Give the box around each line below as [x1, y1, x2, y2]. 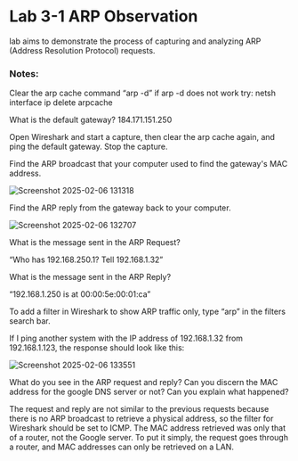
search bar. [9, 316, 51, 326]
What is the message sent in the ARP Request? [9, 237, 181, 248]
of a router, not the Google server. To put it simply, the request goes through [9, 432, 289, 443]
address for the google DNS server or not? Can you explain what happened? [9, 386, 289, 398]
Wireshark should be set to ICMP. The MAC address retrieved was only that [9, 423, 286, 433]
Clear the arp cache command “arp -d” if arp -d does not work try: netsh [9, 87, 277, 99]
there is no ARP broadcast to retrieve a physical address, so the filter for [9, 413, 274, 424]
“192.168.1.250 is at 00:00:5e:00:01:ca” [9, 289, 151, 300]
